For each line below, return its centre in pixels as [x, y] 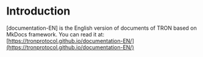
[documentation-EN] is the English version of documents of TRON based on [101, 28]
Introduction [38, 11]
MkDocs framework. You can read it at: [55, 34]
